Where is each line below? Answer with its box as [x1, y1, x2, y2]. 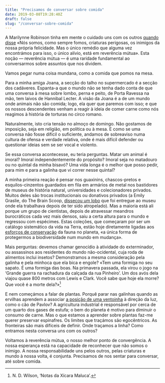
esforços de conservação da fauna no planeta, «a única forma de [5, 229, 137, 235]
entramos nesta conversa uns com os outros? [5, 328, 98, 334]
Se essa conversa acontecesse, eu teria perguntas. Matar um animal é [5, 152, 147, 157]
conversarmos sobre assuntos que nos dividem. [5, 61, 103, 67]
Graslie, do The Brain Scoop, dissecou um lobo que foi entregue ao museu [5, 198, 156, 204]
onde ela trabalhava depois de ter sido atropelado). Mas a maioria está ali [5, 203, 154, 209]
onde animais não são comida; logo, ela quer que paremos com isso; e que [5, 101, 157, 107]
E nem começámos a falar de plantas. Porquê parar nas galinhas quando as [5, 291, 158, 297]
